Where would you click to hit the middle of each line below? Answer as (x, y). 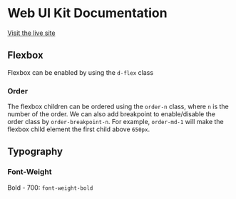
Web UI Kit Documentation (87, 13)
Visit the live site (31, 33)
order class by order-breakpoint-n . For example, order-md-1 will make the (116, 122)
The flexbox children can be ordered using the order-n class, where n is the (118, 107)
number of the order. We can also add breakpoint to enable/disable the (112, 114)
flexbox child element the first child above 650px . (79, 129)
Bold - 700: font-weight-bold (50, 188)
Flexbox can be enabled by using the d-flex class (81, 72)
